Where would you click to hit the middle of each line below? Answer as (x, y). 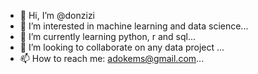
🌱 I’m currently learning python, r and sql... (107, 36)
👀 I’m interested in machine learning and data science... (134, 26)
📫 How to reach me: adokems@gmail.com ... (112, 58)
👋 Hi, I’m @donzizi (57, 15)
